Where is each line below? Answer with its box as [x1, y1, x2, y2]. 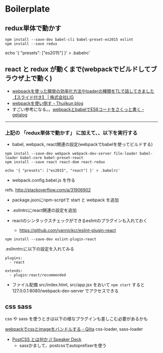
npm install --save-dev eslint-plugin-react [5, 237, 97, 242]
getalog [12, 112, 28, 118]
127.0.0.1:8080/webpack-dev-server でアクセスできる [12, 288, 119, 294]
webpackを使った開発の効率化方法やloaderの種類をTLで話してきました [12, 88, 154, 94]
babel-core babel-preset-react [20, 156, 83, 160]
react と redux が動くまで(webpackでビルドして [5, 65, 151, 73]
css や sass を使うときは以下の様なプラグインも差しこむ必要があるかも [5, 316, 148, 321]
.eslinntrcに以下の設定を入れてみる [5, 246, 75, 252]
